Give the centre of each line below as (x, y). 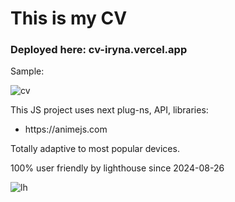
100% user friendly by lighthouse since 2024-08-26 (117, 168)
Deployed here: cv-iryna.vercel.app (99, 50)
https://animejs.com (66, 129)
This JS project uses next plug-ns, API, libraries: (109, 110)
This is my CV (69, 18)
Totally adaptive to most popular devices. (95, 149)
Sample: (27, 71)
